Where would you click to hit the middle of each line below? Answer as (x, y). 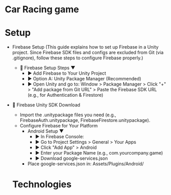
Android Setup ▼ (46, 131)
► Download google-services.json (71, 158)
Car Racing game (42, 9)
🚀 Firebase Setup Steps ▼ (47, 68)
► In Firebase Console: (60, 137)
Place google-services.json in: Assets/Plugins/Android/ (85, 164)
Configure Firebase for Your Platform (59, 126)
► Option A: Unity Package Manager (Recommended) (84, 79)
